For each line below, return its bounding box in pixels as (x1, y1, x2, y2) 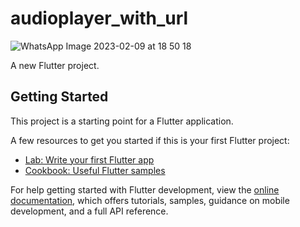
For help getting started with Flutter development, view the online (10, 183, 280, 196)
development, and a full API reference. (10, 205, 169, 217)
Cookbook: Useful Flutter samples (24, 164, 166, 176)
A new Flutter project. (10, 59, 100, 71)
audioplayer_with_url (10, 7, 189, 30)
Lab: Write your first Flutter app (24, 153, 155, 166)
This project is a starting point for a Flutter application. (10, 115, 234, 127)
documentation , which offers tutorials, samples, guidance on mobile (10, 194, 290, 206)
